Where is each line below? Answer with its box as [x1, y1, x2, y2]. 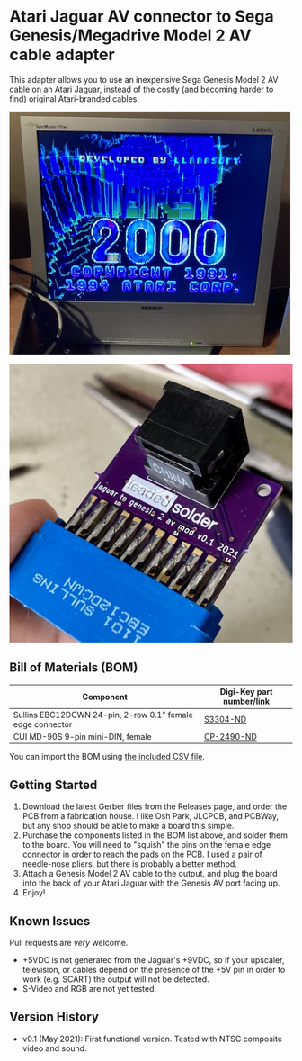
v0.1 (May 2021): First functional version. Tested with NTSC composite [22, 1033, 283, 1044]
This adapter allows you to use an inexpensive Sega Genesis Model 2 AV [9, 74, 279, 85]
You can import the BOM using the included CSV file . [9, 751, 205, 762]
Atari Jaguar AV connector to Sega [9, 6, 274, 27]
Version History [9, 1010, 99, 1025]
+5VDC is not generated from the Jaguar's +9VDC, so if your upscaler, [22, 954, 285, 965]
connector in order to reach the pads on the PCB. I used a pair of [22, 849, 262, 860]
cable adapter [9, 45, 115, 65]
